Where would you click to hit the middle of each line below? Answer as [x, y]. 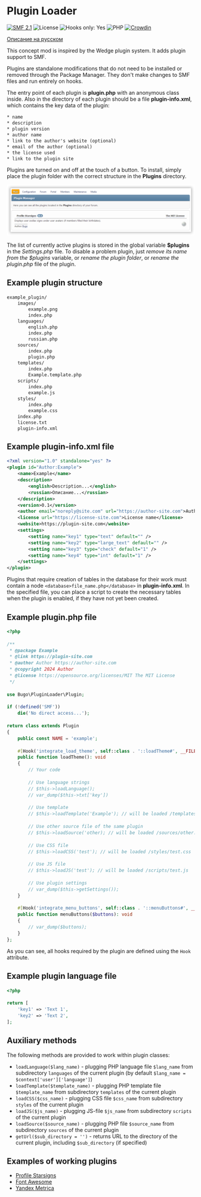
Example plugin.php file [52, 617]
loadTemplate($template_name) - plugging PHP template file [88, 1086]
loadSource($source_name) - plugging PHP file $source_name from [95, 1123]
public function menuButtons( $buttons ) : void [75, 914]
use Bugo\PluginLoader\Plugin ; [46, 694]
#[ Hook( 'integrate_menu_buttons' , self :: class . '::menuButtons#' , [103, 908]
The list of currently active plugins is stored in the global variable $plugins [98, 245]
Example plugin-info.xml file [61, 446]
